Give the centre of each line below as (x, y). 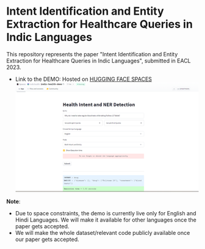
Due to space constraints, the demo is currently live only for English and (106, 213)
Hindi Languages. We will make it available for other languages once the (106, 220)
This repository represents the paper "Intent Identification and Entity (92, 54)
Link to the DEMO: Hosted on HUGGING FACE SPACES (84, 79)
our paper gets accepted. (47, 239)
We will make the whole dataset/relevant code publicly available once (103, 232)
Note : (13, 201)
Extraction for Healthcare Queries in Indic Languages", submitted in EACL (99, 61)
